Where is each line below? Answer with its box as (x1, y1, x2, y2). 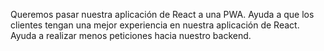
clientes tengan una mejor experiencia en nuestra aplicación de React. (10, 19, 300, 31)
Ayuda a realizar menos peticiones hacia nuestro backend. (10, 30, 252, 41)
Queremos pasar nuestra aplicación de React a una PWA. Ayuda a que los (10, 9, 315, 20)
